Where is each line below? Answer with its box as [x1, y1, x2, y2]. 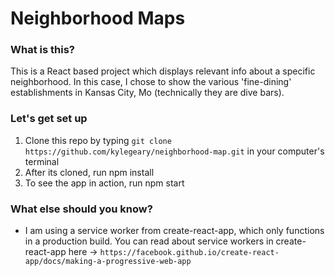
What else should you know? [10, 202, 153, 216]
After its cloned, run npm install [24, 166, 155, 178]
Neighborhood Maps [10, 7, 186, 30]
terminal [24, 155, 60, 167]
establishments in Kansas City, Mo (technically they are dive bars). [10, 87, 285, 99]
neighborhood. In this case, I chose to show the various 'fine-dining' [10, 76, 292, 88]
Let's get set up [10, 112, 88, 126]
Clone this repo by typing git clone [24, 134, 172, 146]
